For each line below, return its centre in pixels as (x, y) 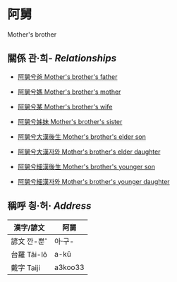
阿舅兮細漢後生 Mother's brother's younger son (86, 166)
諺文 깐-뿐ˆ (29, 241)
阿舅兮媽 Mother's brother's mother (69, 92)
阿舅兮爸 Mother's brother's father (67, 76)
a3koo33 (69, 267)
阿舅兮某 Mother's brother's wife (65, 106)
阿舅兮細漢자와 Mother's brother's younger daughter (94, 181)
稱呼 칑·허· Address (49, 206)
